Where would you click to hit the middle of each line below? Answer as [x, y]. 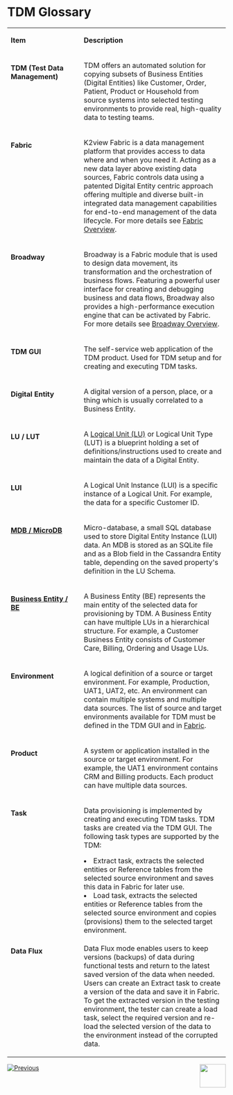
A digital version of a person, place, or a [148, 391]
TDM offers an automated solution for [145, 65]
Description [103, 40]
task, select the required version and [143, 1017]
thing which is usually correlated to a [143, 400]
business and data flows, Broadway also [149, 298]
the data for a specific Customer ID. [141, 502]
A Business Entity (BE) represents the [145, 596]
